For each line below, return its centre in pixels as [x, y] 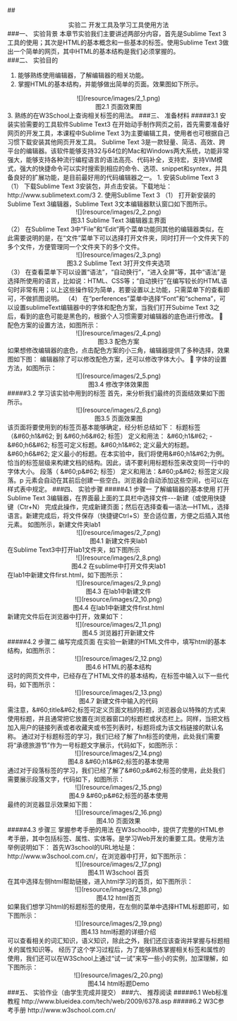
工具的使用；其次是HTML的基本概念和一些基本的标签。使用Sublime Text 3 [115, 42]
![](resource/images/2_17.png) [119, 864]
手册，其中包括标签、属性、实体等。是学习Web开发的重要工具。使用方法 [119, 838]
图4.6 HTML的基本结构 [119, 667]
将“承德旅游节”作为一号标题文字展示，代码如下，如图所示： [93, 745]
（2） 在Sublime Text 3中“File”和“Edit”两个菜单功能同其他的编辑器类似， [113, 229]
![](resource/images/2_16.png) [119, 812]
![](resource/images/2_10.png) [119, 599]
